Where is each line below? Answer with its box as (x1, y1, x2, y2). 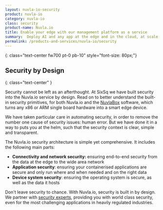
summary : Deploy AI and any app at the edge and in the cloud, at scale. (5, 35, 161, 40)
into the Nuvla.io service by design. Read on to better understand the (5, 94, 144, 100)
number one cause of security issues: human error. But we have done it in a (5, 119, 157, 125)
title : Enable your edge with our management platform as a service (5, 30, 147, 35)
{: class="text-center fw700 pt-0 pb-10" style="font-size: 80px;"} (5, 52, 138, 58)
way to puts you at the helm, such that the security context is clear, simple (5, 124, 155, 130)
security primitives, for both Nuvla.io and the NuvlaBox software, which (9, 99, 153, 105)
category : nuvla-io (5, 16, 45, 21)
